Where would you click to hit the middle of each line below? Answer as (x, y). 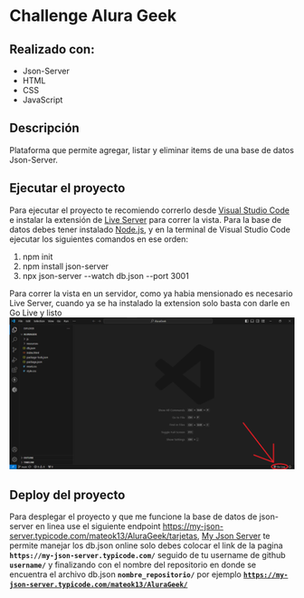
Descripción (44, 128)
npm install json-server (66, 266)
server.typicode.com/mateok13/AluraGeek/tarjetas (104, 536)
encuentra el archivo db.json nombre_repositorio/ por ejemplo (125, 574)
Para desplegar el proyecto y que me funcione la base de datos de (133, 516)
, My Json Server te (234, 536)
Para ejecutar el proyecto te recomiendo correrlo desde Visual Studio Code (149, 210)
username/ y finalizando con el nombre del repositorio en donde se (133, 565)
